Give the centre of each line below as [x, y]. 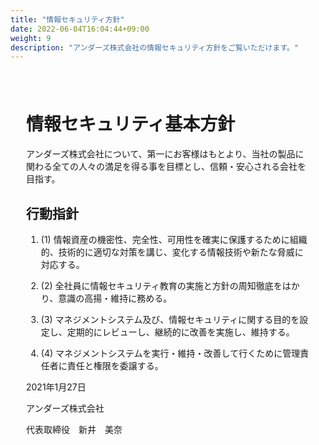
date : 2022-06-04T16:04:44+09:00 [80, 29]
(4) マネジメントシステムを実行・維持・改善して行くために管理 [170, 353]
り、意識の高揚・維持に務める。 [106, 298]
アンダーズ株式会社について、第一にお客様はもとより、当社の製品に [165, 154]
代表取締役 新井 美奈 [74, 429]
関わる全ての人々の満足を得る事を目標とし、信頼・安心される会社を [166, 167]
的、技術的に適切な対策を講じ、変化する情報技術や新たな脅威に [172, 252]
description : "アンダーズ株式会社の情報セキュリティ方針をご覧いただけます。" [155, 47]
